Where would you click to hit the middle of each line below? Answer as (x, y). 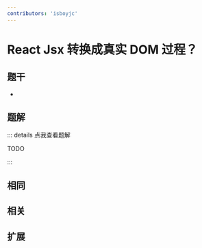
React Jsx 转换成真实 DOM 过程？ (102, 49)
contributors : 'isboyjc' (42, 13)
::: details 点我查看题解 (39, 135)
